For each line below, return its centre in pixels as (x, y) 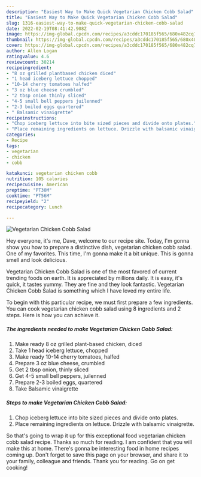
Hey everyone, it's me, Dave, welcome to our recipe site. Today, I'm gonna (98, 241)
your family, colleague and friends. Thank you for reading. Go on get (91, 461)
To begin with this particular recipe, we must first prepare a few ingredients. (100, 302)
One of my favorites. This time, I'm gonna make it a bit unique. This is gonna (100, 254)
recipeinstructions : (32, 118)
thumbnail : (20, 40)
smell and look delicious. (36, 260)
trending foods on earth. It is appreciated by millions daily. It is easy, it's (95, 278)
